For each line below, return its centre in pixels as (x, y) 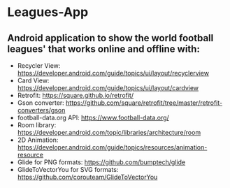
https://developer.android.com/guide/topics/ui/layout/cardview (108, 88)
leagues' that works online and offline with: (104, 49)
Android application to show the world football (110, 38)
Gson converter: (41, 103)
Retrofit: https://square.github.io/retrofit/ (76, 95)
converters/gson (41, 110)
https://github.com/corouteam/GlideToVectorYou (87, 177)
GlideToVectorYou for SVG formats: (68, 169)
